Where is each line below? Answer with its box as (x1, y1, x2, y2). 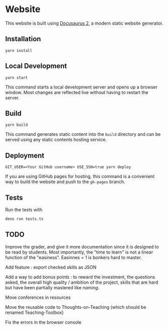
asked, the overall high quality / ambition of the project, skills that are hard (5, 279, 158, 285)
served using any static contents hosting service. (5, 137, 107, 143)
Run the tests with (5, 207, 43, 212)
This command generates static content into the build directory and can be (5, 131, 161, 137)
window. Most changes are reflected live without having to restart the (5, 89, 148, 95)
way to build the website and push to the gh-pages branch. (5, 179, 125, 185)
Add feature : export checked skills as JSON (5, 264, 97, 270)
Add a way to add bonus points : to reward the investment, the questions (5, 274, 155, 280)
